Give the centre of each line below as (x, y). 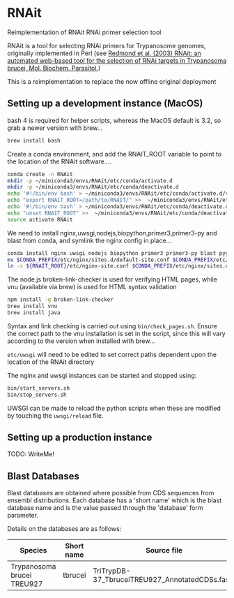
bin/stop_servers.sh (37, 395)
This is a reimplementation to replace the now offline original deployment (112, 81)
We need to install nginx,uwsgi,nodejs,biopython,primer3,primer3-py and (112, 233)
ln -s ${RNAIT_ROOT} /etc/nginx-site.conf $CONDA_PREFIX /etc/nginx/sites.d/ (119, 266)
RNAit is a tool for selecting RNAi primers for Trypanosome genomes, (107, 45)
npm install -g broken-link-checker (60, 300)
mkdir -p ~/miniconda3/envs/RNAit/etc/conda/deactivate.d (93, 187)
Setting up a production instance (80, 438)
